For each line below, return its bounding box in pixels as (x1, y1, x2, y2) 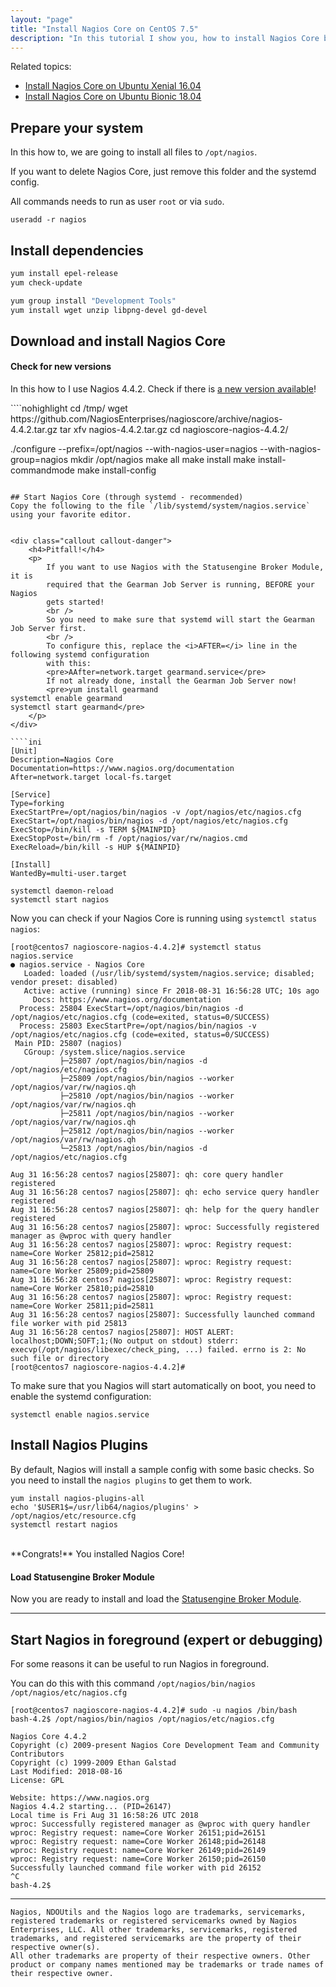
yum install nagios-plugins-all (10, 1493, 145, 1503)
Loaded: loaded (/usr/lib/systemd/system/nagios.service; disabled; (23, 969, 315, 979)
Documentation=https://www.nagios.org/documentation (10, 764, 235, 774)
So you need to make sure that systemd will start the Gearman (46, 615, 315, 625)
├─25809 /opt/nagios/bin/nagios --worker (59, 1074, 235, 1084)
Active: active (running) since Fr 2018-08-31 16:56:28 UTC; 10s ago (23, 986, 320, 996)
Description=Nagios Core (10, 755, 114, 765)
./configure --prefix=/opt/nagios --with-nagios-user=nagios (10, 443, 258, 455)
